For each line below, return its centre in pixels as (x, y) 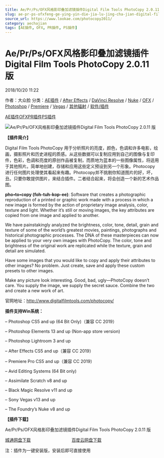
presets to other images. (30, 271)
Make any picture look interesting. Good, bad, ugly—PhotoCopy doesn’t (77, 280)
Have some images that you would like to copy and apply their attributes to (80, 261)
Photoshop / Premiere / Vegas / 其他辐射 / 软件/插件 (57, 106)
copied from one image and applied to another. (52, 216)
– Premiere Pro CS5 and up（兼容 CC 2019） (50, 362)
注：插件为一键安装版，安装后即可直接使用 (48, 451)
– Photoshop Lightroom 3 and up (38, 341)
